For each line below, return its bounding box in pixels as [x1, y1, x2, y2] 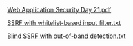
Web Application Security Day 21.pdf [7, 6, 112, 14]
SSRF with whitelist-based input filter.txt [7, 19, 121, 26]
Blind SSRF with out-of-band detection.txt [7, 32, 126, 40]
